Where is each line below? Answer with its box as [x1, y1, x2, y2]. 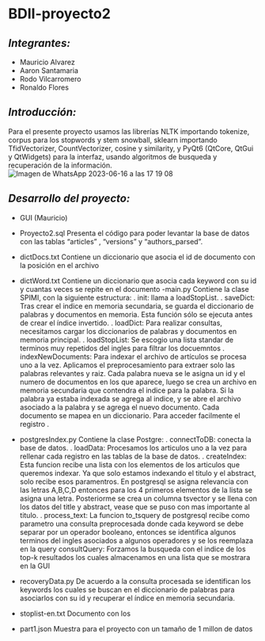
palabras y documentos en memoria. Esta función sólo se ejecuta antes [19, 309, 253, 319]
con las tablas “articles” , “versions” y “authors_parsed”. [19, 236, 203, 246]
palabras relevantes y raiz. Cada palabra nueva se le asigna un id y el [19, 368, 246, 378]
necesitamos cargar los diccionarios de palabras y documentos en [19, 326, 237, 336]
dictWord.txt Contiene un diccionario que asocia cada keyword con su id [19, 275, 257, 286]
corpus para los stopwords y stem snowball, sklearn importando [8, 135, 218, 144]
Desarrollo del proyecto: [8, 192, 131, 205]
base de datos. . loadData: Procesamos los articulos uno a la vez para [19, 443, 248, 452]
